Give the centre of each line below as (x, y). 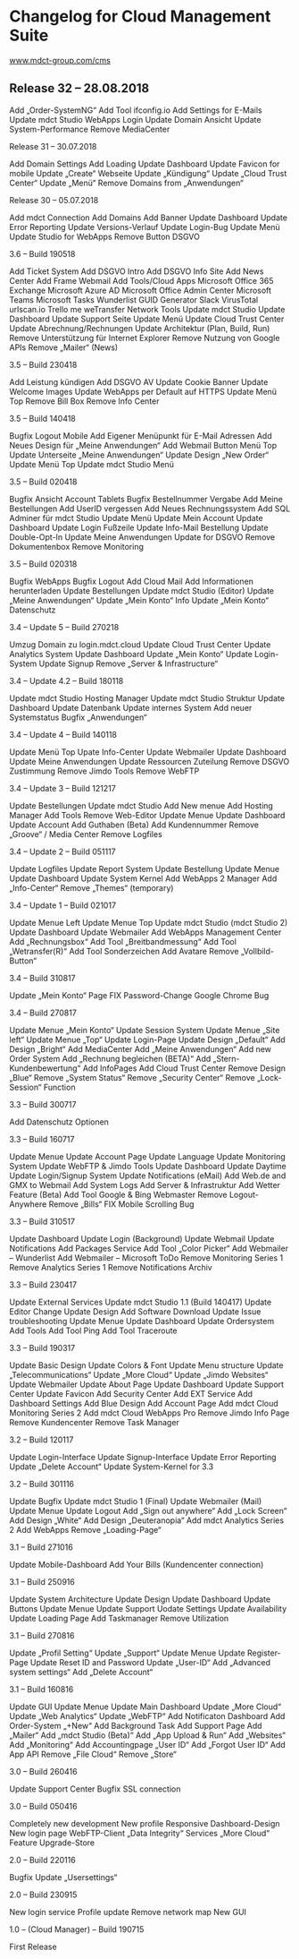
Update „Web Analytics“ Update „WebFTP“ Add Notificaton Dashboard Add (147, 1715)
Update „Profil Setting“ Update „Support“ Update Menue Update (127, 1653)
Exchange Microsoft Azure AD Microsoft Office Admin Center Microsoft (141, 290)
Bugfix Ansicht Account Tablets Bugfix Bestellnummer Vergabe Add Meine (146, 499)
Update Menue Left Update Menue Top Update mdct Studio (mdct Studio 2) (149, 922)
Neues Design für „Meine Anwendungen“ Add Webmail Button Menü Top (143, 445)
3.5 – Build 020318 (43, 564)
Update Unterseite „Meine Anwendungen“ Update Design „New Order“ (139, 455)
